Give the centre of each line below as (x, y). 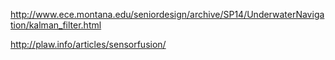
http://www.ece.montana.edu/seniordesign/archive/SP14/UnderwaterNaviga (167, 14)
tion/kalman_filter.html (56, 25)
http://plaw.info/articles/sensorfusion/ (88, 44)
